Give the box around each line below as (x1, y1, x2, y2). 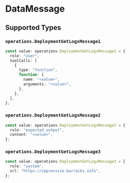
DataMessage (5, 3, 65, 15)
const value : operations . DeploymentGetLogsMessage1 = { (5, 49, 125, 54)
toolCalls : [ (10, 58, 37, 63)
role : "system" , (10, 164, 44, 169)
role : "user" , (10, 53, 39, 58)
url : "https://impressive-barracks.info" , (10, 168, 101, 174)
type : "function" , (18, 67, 58, 72)
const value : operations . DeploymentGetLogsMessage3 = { (5, 159, 125, 164)
